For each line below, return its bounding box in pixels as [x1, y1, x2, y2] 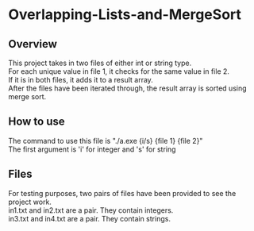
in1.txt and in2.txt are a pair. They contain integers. [8, 205, 174, 215]
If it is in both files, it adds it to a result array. [8, 75, 153, 84]
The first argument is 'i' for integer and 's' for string [8, 144, 176, 154]
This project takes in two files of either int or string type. [8, 58, 192, 67]
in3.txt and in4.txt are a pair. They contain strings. [8, 214, 171, 223]
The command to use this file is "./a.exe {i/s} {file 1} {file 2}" [8, 136, 203, 145]
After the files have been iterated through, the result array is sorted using [8, 83, 248, 93]
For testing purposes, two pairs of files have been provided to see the [8, 188, 237, 198]
